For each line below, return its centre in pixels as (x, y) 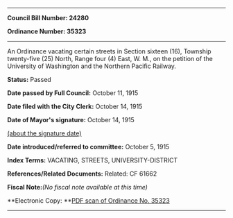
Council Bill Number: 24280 (48, 18)
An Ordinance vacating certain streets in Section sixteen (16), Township (109, 51)
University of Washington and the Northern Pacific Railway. (92, 66)
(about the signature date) (44, 133)
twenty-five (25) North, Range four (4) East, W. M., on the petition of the (110, 59)
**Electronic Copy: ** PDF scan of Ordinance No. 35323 (88, 201)
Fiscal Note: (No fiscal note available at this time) (77, 187)
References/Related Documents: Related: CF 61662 (82, 174)
